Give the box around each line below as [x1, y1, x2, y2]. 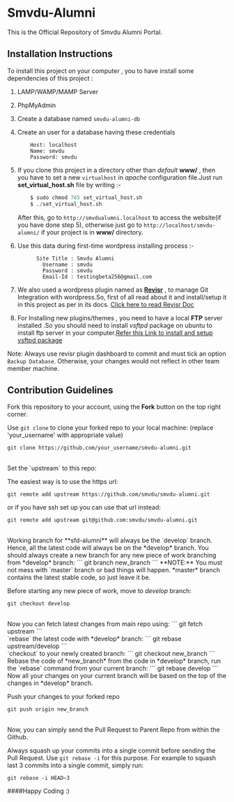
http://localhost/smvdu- [143, 221, 216, 229]
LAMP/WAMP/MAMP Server [17, 87, 99, 95]
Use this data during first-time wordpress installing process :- [17, 242, 194, 250]
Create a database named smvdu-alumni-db [17, 114, 141, 123]
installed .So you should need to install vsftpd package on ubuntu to [17, 321, 212, 329]
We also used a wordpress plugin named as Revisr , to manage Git [17, 285, 209, 294]
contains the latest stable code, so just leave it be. [7, 573, 151, 582]
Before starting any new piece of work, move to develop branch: [7, 587, 192, 595]
